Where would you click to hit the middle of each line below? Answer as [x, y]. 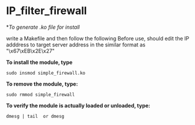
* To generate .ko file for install [43, 27]
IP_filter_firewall [47, 11]
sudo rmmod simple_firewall [41, 94]
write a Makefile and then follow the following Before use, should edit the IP [98, 38]
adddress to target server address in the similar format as [76, 45]
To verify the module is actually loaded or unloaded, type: [78, 105]
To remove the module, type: [42, 84]
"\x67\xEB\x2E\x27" [30, 50]
